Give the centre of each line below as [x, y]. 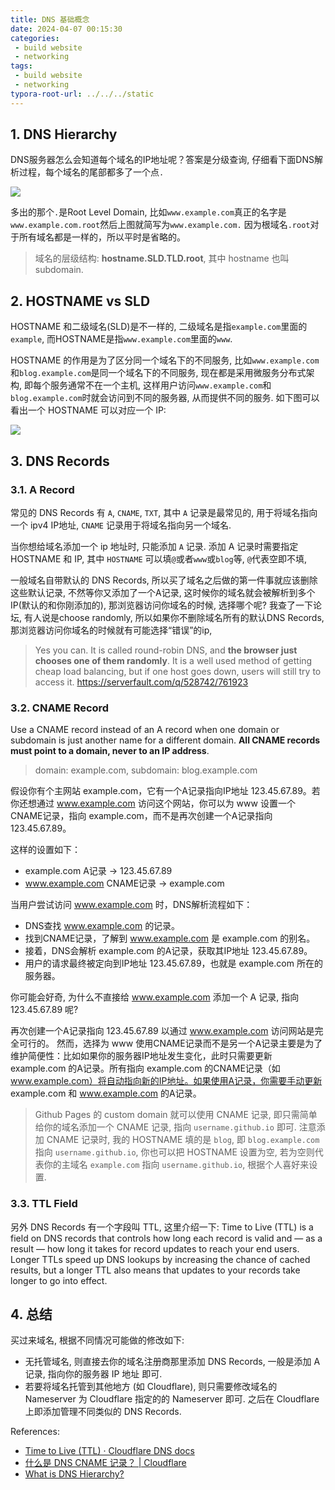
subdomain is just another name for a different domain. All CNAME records [165, 740]
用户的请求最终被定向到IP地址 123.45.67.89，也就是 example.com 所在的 [173, 963]
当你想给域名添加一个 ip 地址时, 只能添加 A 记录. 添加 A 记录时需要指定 [154, 546]
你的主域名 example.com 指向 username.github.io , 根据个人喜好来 [176, 1165]
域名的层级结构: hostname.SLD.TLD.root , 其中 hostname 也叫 [162, 258]
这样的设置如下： [45, 850]
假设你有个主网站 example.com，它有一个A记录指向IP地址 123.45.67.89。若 [165, 791]
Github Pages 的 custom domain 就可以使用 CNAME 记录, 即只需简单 [176, 1115]
